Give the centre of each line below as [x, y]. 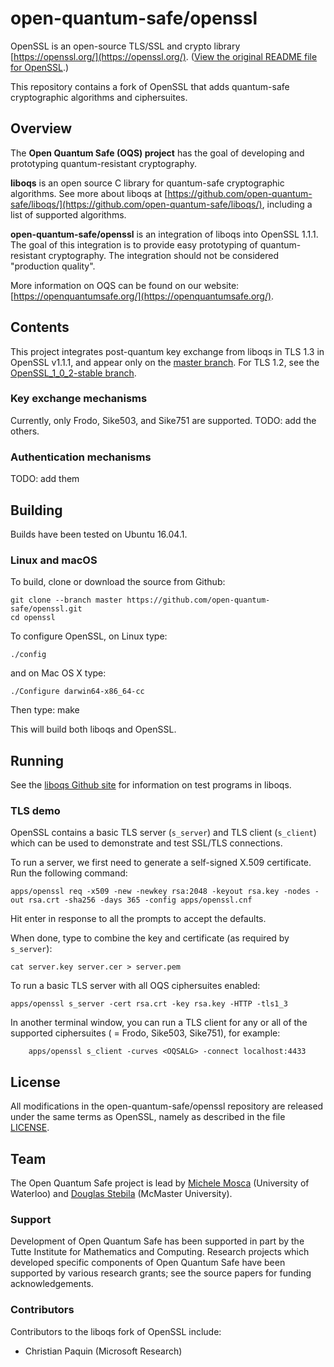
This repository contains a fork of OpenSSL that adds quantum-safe [150, 86]
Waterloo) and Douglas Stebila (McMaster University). [121, 1193]
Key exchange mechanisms [79, 399]
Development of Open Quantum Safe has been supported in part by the [157, 1241]
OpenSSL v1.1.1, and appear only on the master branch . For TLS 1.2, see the [165, 362]
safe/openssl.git [46, 609]
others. [25, 431]
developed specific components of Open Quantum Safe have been [148, 1263]
